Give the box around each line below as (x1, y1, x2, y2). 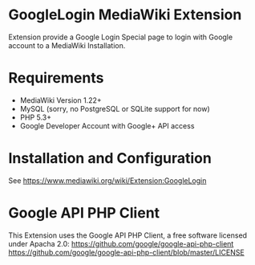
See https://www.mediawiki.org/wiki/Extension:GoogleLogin (8, 175, 207, 185)
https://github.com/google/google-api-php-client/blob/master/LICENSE (8, 247, 245, 257)
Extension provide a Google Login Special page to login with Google (8, 32, 233, 42)
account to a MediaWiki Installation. (8, 40, 126, 50)
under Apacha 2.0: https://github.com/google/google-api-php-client (8, 238, 234, 248)
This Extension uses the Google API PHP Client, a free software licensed (8, 230, 247, 240)
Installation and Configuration (8, 149, 212, 168)
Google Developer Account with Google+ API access (19, 120, 195, 130)
